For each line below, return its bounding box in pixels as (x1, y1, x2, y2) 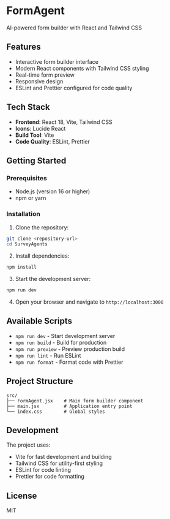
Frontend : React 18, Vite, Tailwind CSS (15, 118, 113, 126)
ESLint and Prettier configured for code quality (15, 84, 133, 91)
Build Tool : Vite (15, 131, 54, 139)
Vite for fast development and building (15, 453, 112, 461)
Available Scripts (6, 316, 72, 326)
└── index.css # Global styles (6, 409, 105, 415)
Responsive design (15, 77, 64, 85)
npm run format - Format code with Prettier (15, 358, 124, 366)
